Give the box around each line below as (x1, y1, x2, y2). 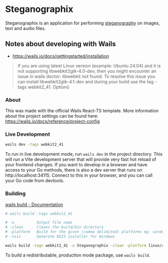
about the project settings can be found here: (5, 113, 98, 119)
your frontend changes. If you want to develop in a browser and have (5, 162, 147, 168)
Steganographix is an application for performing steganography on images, (5, 20, 160, 26)
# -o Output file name (5, 220, 72, 225)
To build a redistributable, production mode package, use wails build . (5, 252, 150, 258)
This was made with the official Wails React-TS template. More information (5, 108, 159, 114)
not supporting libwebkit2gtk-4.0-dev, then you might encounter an (17, 68, 156, 74)
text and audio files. (5, 25, 46, 31)
